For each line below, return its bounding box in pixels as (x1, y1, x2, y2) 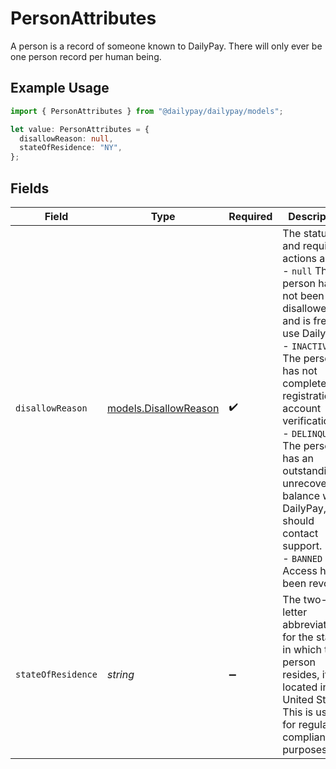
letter (282, 605, 308, 619)
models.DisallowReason (106, 401, 220, 415)
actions (282, 251, 318, 265)
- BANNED (282, 551, 323, 565)
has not (282, 363, 318, 377)
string (106, 667, 135, 681)
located (282, 680, 318, 694)
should (282, 513, 315, 527)
